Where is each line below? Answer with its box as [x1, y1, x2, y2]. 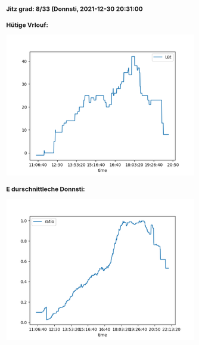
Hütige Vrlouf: [6, 20, 49, 29]
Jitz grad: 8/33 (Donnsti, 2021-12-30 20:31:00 [6, 5, 143, 13]
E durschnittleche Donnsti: [6, 185, 85, 193]
